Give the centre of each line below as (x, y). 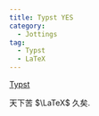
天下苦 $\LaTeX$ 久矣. (50, 103)
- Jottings (37, 34)
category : (28, 26)
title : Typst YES (41, 17)
